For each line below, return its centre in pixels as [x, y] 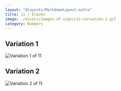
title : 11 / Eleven [25, 14]
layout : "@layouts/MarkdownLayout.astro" [49, 10]
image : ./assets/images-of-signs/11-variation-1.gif [61, 19]
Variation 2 [22, 71]
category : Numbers [24, 24]
